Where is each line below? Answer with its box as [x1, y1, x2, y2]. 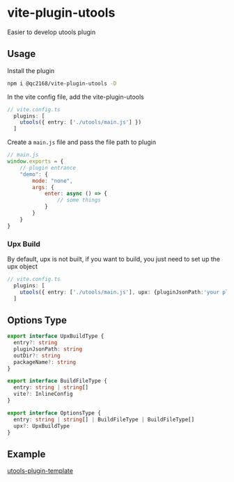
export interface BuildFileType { [7, 378, 108, 385]
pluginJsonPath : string [13, 346, 82, 353]
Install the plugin [7, 66, 55, 74]
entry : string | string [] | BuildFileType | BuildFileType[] [13, 416, 195, 423]
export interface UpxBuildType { [7, 332, 104, 340]
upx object [7, 262, 38, 271]
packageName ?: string [13, 358, 77, 366]
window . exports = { [7, 158, 64, 165]
